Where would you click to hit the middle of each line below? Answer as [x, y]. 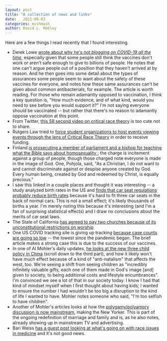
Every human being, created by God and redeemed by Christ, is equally [85, 174]
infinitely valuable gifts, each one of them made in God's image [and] [83, 270]
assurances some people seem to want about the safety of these [79, 79]
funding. [21, 142]
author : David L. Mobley [31, 28]
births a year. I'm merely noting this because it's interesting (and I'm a [84, 206]
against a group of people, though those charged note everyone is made [86, 158]
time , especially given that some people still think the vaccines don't [82, 57]
